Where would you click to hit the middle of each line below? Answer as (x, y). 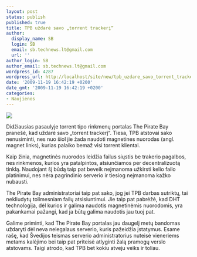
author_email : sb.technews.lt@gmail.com (56, 66)
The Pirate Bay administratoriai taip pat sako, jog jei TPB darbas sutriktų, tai (97, 193)
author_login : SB (27, 60)
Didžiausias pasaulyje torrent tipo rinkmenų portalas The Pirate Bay (87, 126)
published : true (26, 22)
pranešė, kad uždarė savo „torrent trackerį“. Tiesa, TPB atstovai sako (89, 133)
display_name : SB (33, 39)
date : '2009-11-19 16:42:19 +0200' (50, 83)
